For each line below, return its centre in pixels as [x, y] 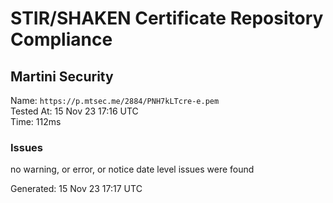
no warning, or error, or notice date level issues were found [132, 169]
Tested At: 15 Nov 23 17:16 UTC [74, 111]
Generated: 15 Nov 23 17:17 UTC [76, 189]
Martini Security [62, 76]
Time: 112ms [36, 121]
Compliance [61, 39]
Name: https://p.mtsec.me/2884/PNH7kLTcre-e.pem [115, 100]
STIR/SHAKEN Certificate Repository [167, 18]
